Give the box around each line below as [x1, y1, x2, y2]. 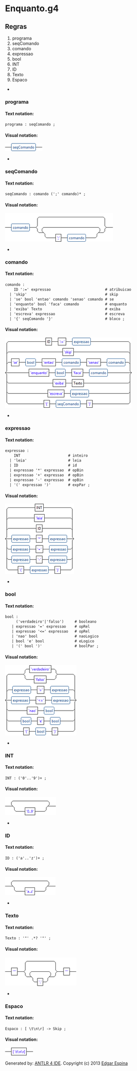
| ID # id [9, 463, 77, 468]
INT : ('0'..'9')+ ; [5, 776, 47, 780]
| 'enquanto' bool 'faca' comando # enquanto [9, 301, 127, 307]
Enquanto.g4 [5, 3, 59, 14]
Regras [5, 22, 27, 31]
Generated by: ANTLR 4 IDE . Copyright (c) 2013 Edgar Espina [5, 1060, 128, 1066]
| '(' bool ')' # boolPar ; [11, 644, 99, 649]
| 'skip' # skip [9, 292, 119, 297]
